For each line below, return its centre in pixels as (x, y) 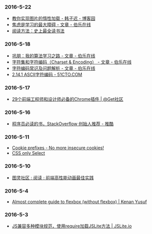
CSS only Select (28, 153)
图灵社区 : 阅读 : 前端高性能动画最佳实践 (53, 178)
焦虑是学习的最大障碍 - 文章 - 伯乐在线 (51, 25)
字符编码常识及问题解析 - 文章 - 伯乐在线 (54, 68)
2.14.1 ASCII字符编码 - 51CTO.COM (47, 74)
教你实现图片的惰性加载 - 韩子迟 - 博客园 (54, 18)
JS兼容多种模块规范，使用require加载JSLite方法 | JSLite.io (72, 226)
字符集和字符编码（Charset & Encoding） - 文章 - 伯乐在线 (72, 62)
